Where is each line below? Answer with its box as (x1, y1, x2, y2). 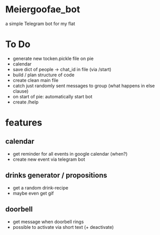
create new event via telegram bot (12, 156, 86, 162)
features (5, 117, 43, 129)
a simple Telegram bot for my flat (5, 20, 75, 27)
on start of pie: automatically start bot (12, 93, 93, 99)
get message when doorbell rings (12, 219, 84, 225)
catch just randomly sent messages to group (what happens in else (12, 82, 155, 89)
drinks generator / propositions (5, 171, 108, 180)
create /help (12, 99, 38, 105)
